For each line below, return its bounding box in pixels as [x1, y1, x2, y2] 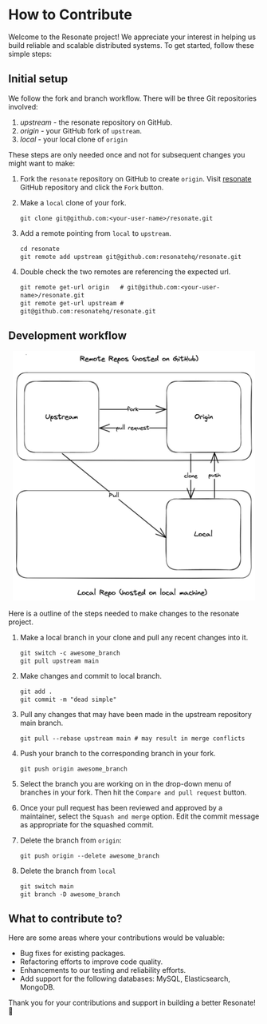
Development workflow [8, 329, 128, 343]
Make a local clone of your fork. [19, 197, 127, 207]
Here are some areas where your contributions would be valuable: [8, 933, 226, 942]
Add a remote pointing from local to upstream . [19, 228, 171, 237]
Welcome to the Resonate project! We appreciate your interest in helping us [8, 32, 257, 42]
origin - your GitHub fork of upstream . [19, 126, 142, 135]
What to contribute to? [8, 911, 123, 925]
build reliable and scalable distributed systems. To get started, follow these [8, 40, 255, 50]
